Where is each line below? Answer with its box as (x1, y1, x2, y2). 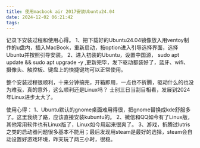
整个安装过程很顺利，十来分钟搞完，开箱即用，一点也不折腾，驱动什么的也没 (6, 79, 194, 86)
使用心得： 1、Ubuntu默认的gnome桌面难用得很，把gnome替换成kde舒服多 (6, 106, 191, 113)
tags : (6, 20, 20, 25)
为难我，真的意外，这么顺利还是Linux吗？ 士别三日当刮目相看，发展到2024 (6, 86, 190, 94)
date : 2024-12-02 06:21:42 (6, 14, 73, 20)
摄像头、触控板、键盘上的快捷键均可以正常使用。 (6, 66, 126, 73)
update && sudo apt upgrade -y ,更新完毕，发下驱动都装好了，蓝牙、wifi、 (6, 59, 189, 66)
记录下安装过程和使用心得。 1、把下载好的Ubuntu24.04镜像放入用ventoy (6, 37, 184, 44)
